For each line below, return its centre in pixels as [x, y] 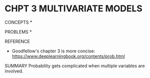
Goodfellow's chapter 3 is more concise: [53, 51]
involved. [14, 71]
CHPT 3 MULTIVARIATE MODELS [74, 9]
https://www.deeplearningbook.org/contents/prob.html [68, 56]
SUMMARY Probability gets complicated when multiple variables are [75, 66]
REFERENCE [17, 41]
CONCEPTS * [19, 22]
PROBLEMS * [18, 32]
